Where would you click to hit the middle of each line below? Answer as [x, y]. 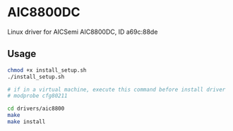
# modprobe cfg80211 [38, 96]
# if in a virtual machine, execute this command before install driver [116, 89]
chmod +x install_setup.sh [47, 70]
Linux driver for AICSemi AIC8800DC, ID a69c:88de [83, 32]
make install [26, 122]
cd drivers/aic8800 [36, 109]
